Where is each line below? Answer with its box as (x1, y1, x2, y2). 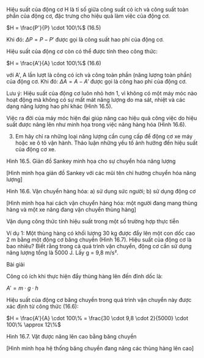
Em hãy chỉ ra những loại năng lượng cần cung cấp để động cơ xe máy (15, 133, 193, 140)
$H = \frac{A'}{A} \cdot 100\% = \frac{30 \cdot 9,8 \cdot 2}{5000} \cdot (6, 315, 188, 321)
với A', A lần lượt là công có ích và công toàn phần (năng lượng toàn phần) (6, 71, 192, 79)
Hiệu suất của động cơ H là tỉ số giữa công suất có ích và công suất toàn (6, 6, 189, 13)
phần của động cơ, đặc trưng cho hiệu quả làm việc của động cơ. (6, 12, 170, 20)
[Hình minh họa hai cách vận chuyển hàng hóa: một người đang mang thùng (6, 199, 197, 207)
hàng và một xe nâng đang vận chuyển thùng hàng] (6, 206, 136, 213)
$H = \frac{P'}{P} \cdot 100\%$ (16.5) (6, 24, 101, 31)
